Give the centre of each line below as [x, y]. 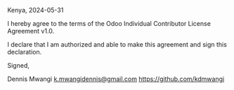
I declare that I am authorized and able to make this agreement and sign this [117, 44]
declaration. [25, 52]
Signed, [18, 65]
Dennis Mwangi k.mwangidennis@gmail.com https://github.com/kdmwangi [116, 79]
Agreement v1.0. [31, 31]
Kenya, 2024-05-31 [35, 10]
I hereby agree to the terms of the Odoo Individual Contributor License [109, 23]
